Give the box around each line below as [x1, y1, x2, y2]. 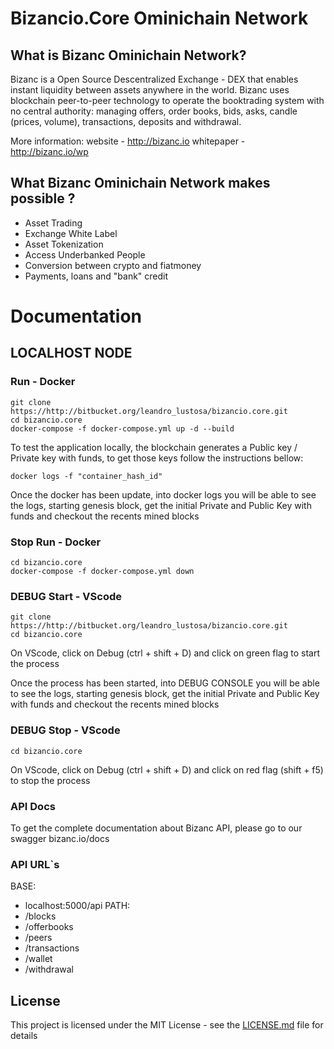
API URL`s [10, 857, 60, 871]
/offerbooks [24, 921, 74, 933]
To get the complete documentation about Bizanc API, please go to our [10, 822, 303, 834]
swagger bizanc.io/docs [10, 832, 110, 844]
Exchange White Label [24, 227, 118, 239]
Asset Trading [24, 217, 83, 229]
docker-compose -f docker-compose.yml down [10, 566, 195, 576]
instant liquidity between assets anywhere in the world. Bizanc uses [10, 84, 290, 96]
